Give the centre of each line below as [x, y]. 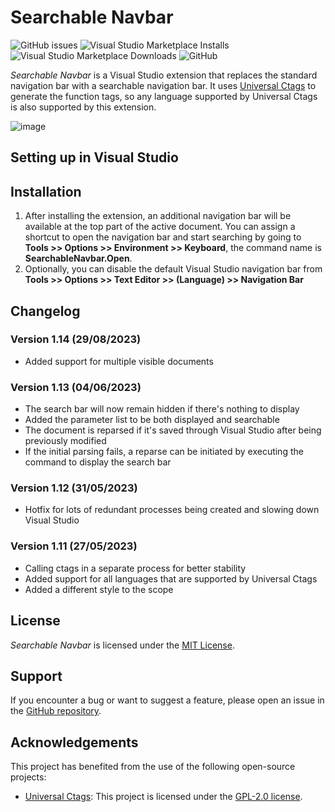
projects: [28, 777]
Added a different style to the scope [99, 589]
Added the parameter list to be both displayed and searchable [152, 420]
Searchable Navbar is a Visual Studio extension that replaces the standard [164, 75]
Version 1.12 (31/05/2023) [74, 488]
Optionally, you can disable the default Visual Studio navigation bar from [173, 269]
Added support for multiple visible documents [119, 361]
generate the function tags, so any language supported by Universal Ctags [164, 96]
